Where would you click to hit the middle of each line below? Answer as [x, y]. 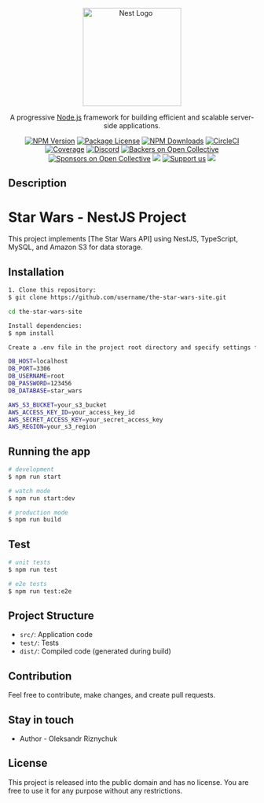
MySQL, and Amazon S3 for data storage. [75, 247]
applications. [140, 125]
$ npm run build [35, 520]
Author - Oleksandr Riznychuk [68, 739]
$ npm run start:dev [42, 498]
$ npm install [31, 333]
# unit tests [29, 562]
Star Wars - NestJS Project [97, 217]
